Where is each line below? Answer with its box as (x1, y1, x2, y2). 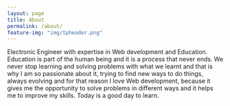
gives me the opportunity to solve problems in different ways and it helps (7, 84, 214, 92)
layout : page (7, 10, 45, 17)
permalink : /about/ (7, 23, 63, 29)
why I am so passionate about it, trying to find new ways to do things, (7, 70, 204, 78)
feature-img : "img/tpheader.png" (7, 29, 103, 36)
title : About (7, 16, 45, 23)
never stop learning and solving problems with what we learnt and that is (7, 62, 213, 70)
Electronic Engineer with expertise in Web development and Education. (7, 48, 208, 56)
